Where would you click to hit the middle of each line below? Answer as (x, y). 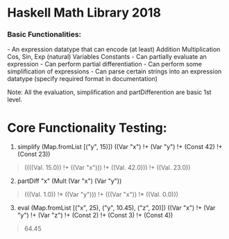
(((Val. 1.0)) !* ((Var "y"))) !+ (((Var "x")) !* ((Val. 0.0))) (101, 195)
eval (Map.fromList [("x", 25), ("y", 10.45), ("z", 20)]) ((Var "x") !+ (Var (116, 208)
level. (15, 100)
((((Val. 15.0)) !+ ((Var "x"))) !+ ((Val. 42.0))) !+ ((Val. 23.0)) (107, 168)
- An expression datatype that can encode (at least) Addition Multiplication (114, 49)
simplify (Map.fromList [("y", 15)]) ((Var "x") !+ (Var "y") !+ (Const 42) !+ (120, 147)
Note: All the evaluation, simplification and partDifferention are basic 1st (109, 92)
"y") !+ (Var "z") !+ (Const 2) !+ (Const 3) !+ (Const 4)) (95, 215)
